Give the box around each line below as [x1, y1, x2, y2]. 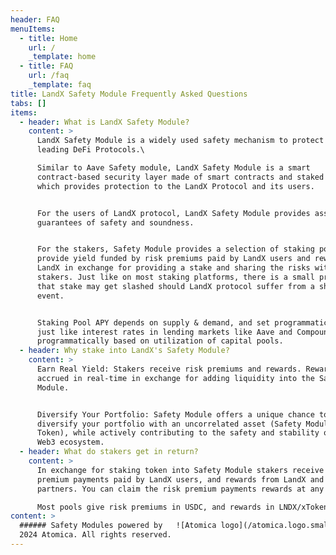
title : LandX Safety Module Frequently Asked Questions [10, 89, 248, 99]
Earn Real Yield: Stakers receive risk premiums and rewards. [36, 364, 302, 374]
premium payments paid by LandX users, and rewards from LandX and [36, 474, 325, 485]
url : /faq [28, 71, 70, 81]
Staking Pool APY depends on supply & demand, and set [36, 317, 271, 328]
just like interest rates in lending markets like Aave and [36, 327, 293, 337]
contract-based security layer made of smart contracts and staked [36, 172, 325, 182]
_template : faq [28, 80, 92, 90]
